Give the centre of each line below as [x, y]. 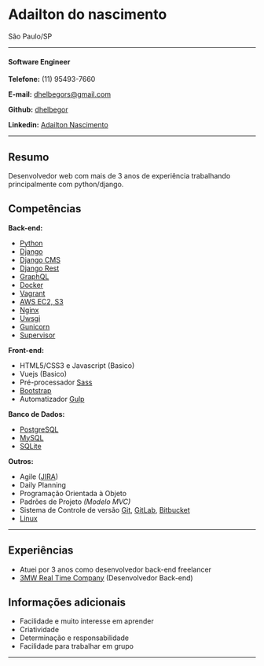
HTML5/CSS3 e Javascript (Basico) [77, 365]
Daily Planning [43, 484]
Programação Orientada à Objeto [73, 493]
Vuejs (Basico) [43, 373]
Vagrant [32, 293]
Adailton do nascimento [88, 15]
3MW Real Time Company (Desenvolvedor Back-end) [106, 578]
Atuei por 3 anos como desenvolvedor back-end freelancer [115, 569]
